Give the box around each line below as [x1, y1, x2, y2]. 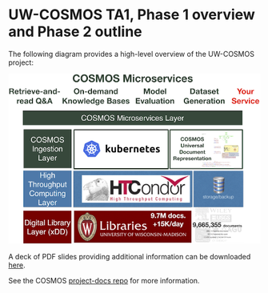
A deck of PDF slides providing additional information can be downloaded [8, 251, 251, 261]
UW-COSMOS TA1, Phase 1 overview [8, 6, 256, 24]
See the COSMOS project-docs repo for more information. [8, 275, 200, 285]
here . [8, 260, 26, 270]
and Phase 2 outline [8, 22, 142, 41]
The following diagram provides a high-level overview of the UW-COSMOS [8, 49, 254, 58]
